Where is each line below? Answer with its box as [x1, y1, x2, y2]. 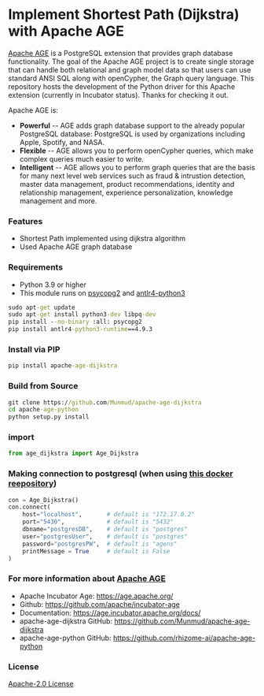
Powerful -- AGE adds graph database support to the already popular [19, 121, 246, 130]
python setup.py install [8, 413, 90, 421]
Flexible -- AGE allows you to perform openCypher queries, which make [19, 146, 254, 155]
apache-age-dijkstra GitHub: [19, 616, 112, 626]
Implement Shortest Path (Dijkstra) [8, 6, 240, 24]
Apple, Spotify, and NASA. [19, 137, 104, 147]
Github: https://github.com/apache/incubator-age [19, 599, 181, 609]
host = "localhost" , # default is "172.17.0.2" [22, 511, 195, 519]
